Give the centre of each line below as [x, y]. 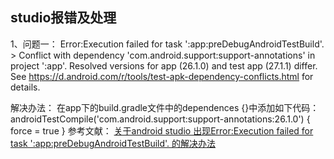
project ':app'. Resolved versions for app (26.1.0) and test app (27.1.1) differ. [164, 65]
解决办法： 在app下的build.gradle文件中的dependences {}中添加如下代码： [165, 107]
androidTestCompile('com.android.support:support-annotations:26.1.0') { [160, 119]
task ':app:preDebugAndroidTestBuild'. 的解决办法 [113, 143]
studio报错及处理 [63, 18]
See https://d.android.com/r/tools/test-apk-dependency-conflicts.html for [162, 76]
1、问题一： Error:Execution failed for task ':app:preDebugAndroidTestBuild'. [167, 44]
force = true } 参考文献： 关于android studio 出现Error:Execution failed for [162, 130]
